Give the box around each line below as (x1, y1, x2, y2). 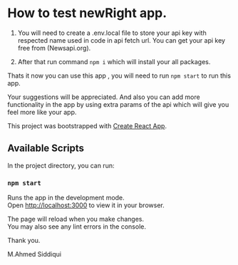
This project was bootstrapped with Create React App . (7, 121, 167, 130)
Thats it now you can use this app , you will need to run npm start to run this (7, 71, 232, 80)
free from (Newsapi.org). (17, 43, 91, 52)
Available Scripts (7, 142, 84, 155)
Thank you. (7, 237, 41, 245)
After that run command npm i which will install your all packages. (17, 57, 211, 66)
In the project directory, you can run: (7, 161, 115, 170)
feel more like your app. (7, 108, 77, 116)
